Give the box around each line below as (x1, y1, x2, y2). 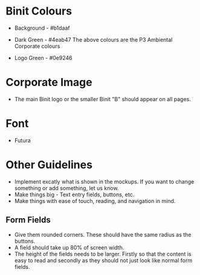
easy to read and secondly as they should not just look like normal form (14, 256, 193, 264)
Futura (14, 136, 31, 144)
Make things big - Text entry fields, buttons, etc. (14, 191, 135, 198)
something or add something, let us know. (14, 184, 119, 191)
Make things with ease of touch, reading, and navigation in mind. (14, 197, 176, 204)
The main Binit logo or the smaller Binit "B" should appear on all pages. (14, 95, 192, 102)
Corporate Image (5, 76, 92, 89)
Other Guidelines (5, 158, 93, 171)
